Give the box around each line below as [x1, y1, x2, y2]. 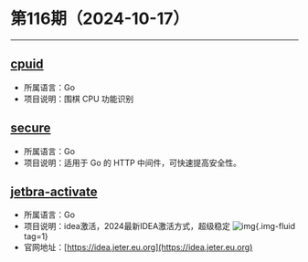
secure [10, 121, 51, 136]
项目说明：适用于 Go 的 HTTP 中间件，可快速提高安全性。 [23, 157, 241, 168]
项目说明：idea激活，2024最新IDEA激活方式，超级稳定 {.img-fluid [23, 221, 296, 232]
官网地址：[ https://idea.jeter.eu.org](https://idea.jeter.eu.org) [23, 242, 253, 253]
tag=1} [23, 231, 48, 242]
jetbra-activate [10, 183, 98, 199]
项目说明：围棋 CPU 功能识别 [23, 93, 134, 104]
